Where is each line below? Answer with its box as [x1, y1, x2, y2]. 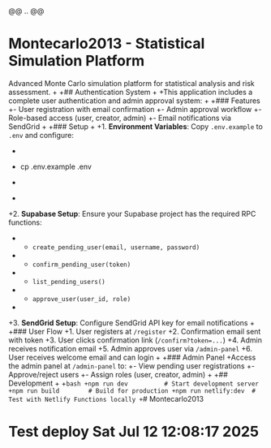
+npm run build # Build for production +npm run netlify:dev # [8, 386, 256, 395]
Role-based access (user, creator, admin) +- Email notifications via [8, 113, 231, 123]
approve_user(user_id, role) [32, 295, 131, 303]
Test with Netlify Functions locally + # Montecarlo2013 [8, 394, 204, 403]
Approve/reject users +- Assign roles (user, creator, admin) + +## [8, 369, 229, 379]
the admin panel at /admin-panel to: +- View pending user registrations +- [8, 360, 256, 371]
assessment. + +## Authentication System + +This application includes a [8, 87, 253, 97]
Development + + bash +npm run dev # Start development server [8, 378, 260, 388]
